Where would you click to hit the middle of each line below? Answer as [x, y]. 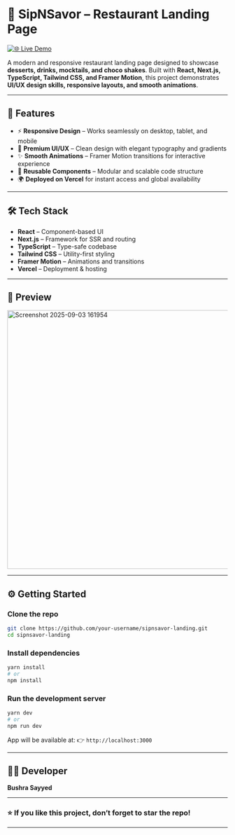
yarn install [26, 668]
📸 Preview [29, 297]
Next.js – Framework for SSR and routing [77, 239]
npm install [24, 680]
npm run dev [24, 726]
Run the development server [57, 698]
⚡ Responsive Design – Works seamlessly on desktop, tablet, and [112, 131]
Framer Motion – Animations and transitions [81, 261]
